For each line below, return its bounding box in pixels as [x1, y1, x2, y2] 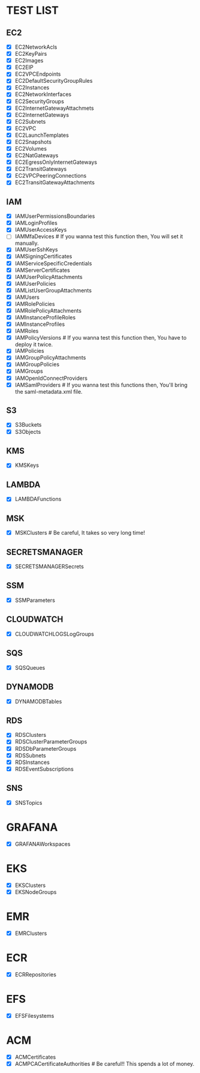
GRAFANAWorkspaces [14, 840, 71, 847]
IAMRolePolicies [14, 300, 55, 307]
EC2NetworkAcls [14, 43, 57, 50]
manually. [14, 239, 39, 247]
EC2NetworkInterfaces [14, 91, 72, 98]
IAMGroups [14, 367, 43, 375]
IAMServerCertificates [14, 266, 70, 274]
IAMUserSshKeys [14, 246, 58, 253]
